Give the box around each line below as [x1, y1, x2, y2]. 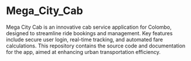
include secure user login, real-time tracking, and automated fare [6, 36, 163, 43]
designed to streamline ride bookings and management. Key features [6, 29, 173, 36]
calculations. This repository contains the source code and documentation [6, 42, 186, 49]
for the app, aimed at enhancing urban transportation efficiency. [6, 48, 161, 55]
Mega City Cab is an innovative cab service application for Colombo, [6, 23, 172, 30]
